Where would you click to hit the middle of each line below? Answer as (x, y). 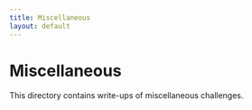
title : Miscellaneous (50, 18)
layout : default (40, 26)
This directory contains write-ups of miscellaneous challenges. (126, 96)
